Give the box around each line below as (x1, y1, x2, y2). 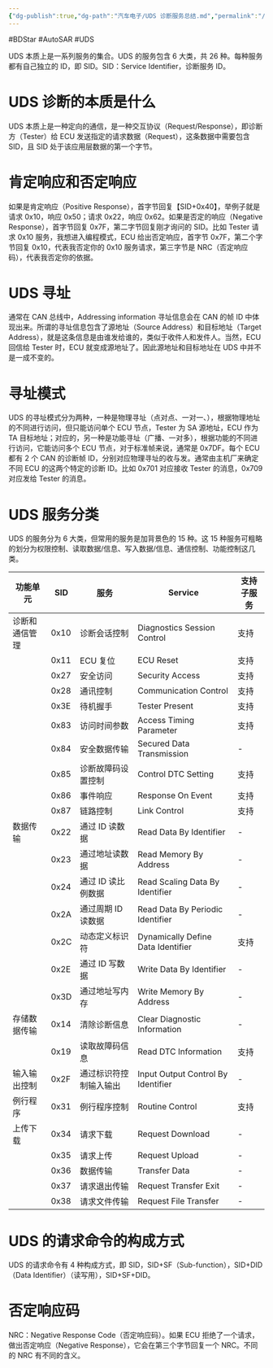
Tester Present (137, 700, 193, 712)
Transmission (137, 748, 189, 760)
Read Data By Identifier (137, 826, 226, 838)
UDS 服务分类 (8, 505, 99, 524)
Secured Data (137, 738, 190, 749)
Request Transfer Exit (137, 1180, 220, 1192)
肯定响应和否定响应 (8, 172, 137, 191)
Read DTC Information (137, 1046, 223, 1057)
